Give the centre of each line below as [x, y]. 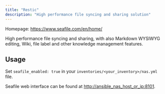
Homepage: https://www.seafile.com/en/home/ [54, 28]
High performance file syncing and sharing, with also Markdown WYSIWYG [83, 38]
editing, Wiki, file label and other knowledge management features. [74, 43]
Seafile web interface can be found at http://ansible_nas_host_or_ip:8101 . [80, 86]
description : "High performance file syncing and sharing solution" [78, 14]
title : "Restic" [22, 10]
